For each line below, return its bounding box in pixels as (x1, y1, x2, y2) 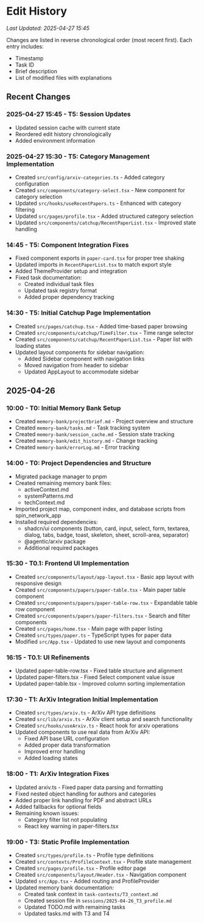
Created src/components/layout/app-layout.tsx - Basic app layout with (15, 573, 194, 580)
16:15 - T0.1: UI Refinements (6, 653, 90, 661)
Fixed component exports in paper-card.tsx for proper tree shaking (15, 254, 185, 262)
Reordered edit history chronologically (15, 130, 111, 138)
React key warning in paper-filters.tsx (24, 822, 119, 830)
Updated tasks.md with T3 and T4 (24, 910, 110, 917)
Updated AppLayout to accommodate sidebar (24, 368, 139, 375)
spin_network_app (15, 511, 62, 519)
